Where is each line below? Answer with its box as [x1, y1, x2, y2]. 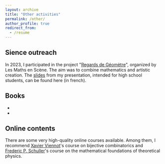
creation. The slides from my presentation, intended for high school [5, 72, 142, 78]
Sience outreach [5, 48, 57, 57]
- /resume [9, 30, 30, 35]
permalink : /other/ [5, 16, 45, 21]
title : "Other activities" [5, 12, 61, 17]
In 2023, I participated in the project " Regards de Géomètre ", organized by [5, 61, 157, 67]
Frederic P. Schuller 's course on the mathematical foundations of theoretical [5, 148, 161, 154]
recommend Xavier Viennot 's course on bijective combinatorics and [5, 143, 143, 149]
